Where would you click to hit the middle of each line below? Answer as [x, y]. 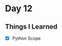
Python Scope [26, 38]
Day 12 [19, 9]
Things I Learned [31, 27]
